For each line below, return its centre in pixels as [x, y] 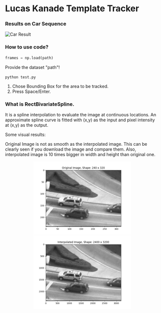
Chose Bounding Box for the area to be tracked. [60, 86]
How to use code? [27, 47]
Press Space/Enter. [32, 91]
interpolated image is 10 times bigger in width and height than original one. [80, 154]
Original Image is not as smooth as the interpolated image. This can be [76, 144]
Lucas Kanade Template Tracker [72, 9]
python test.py [21, 77]
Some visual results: [25, 134]
